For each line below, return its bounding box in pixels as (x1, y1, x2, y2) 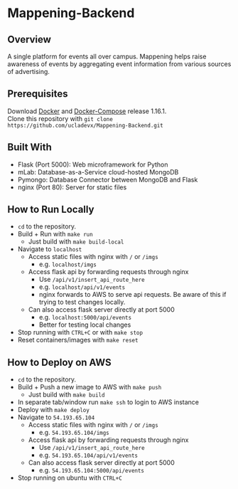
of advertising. (7, 68, 50, 75)
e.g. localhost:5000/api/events (38, 313, 132, 322)
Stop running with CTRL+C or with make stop (17, 328, 144, 337)
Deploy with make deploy (17, 406, 90, 414)
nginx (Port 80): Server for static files (17, 183, 127, 191)
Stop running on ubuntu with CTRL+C (17, 473, 122, 482)
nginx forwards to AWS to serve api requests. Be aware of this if (38, 290, 227, 299)
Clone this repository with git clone (7, 114, 114, 122)
